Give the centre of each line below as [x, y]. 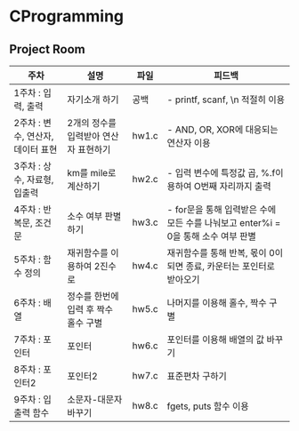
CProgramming [67, 16]
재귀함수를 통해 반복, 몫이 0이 [225, 253]
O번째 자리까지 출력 [232, 186]
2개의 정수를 [92, 123]
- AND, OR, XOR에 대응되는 [222, 129]
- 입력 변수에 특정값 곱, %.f [221, 173]
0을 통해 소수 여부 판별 [211, 236]
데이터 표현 [36, 150]
